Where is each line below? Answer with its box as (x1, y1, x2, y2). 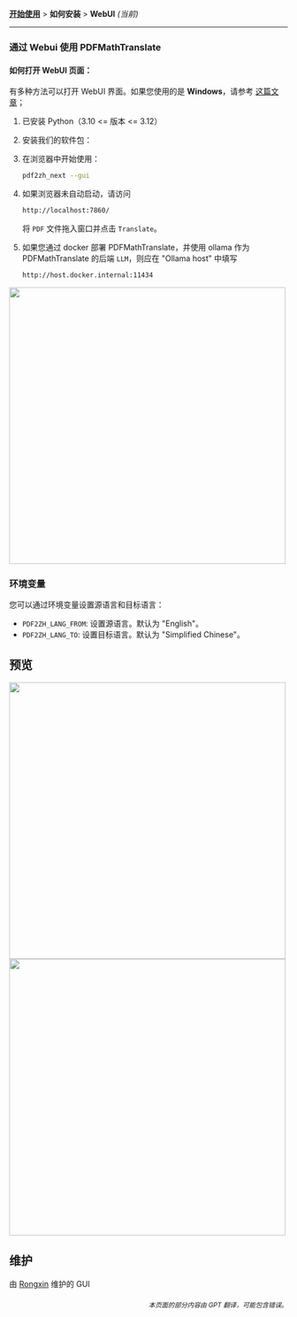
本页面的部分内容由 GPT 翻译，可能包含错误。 (148, 1301, 288, 1310)
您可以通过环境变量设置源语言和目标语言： (9, 599, 164, 610)
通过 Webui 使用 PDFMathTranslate (9, 41, 162, 53)
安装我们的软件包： (21, 135, 93, 145)
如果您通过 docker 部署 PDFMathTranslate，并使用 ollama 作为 (21, 242, 250, 252)
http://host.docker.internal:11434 (21, 270, 154, 280)
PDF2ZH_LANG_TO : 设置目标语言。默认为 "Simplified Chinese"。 (21, 629, 245, 640)
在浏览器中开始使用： (21, 154, 100, 165)
